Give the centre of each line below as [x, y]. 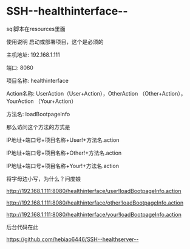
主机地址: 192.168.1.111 [33, 54]
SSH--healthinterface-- [67, 11]
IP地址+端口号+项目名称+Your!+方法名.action [63, 166]
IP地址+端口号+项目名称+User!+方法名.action [63, 140]
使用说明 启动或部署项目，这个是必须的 [55, 41]
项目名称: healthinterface [37, 80]
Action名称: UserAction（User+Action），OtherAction [72, 93]
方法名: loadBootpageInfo [38, 114]
